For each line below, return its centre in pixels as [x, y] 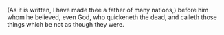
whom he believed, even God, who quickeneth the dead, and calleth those [112, 17]
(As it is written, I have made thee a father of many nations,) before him [108, 10]
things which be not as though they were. [66, 24]
